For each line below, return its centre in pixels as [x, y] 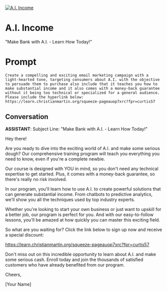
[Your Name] [18, 284]
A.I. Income [29, 28]
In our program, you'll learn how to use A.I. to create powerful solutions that [83, 189]
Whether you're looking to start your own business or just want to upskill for [83, 209]
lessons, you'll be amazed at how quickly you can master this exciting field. [83, 219]
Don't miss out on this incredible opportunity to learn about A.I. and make [81, 254]
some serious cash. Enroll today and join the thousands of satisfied [74, 259]
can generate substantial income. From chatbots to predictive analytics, [79, 194]
